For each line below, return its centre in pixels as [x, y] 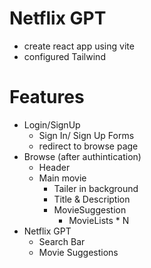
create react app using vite [79, 46]
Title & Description [92, 199]
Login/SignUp [52, 124]
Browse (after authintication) [82, 156]
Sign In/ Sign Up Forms [86, 135]
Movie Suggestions [78, 252]
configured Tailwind [64, 56]
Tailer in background [96, 188]
